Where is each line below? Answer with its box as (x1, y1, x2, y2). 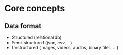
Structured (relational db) (11, 34, 62, 40)
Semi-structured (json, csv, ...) (11, 40, 72, 45)
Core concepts (4, 3, 65, 14)
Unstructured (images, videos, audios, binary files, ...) (11, 45, 119, 50)
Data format (4, 22, 41, 30)
